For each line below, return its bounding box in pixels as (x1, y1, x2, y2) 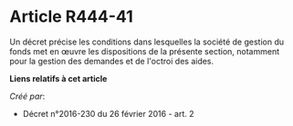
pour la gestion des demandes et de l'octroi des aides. (9, 55, 215, 66)
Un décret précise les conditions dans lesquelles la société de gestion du (9, 36, 285, 47)
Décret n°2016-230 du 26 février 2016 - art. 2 (22, 108, 194, 119)
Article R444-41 (9, 6, 134, 27)
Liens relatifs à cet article (9, 73, 108, 83)
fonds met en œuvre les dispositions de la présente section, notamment (9, 45, 280, 56)
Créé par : (9, 91, 46, 102)
